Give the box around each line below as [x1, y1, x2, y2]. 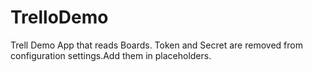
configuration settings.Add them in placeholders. [10, 49, 212, 61]
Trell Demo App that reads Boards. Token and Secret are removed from [10, 39, 303, 51]
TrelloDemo [10, 6, 109, 29]
